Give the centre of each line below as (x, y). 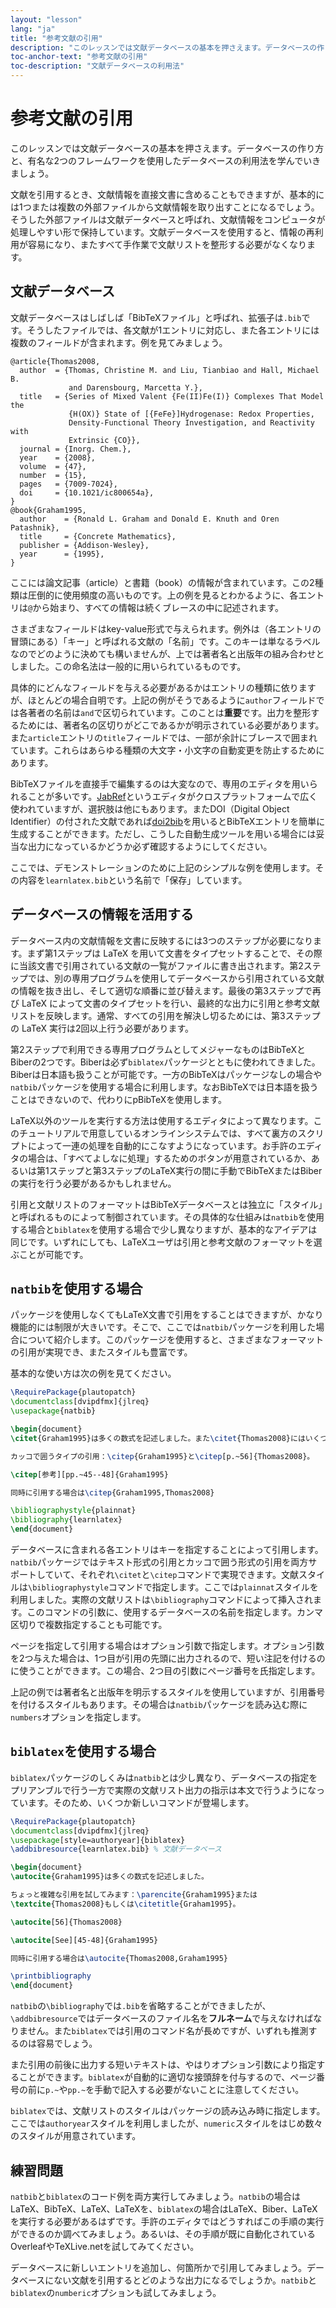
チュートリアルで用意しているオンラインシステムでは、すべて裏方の (158, 1133)
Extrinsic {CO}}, (104, 440)
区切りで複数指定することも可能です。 (89, 1624)
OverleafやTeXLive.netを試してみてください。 (105, 2246)
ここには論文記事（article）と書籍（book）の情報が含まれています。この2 (162, 582)
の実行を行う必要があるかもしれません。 (93, 1183)
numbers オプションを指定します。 (78, 1717)
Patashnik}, (35, 527)
